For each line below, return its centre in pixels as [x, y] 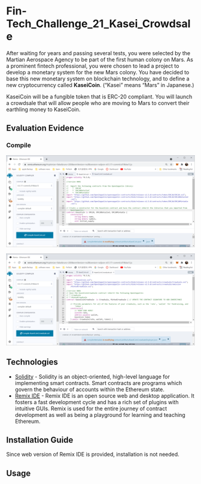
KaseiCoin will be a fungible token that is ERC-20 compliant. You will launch [99, 97]
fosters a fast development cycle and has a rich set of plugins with [97, 402]
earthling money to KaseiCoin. [43, 109]
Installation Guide [40, 440]
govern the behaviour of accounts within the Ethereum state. [89, 389]
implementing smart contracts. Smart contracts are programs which [98, 383]
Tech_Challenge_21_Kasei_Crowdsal [98, 24]
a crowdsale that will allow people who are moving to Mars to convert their [98, 103]
